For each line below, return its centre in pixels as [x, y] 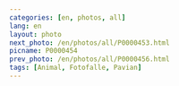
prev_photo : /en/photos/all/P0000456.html [89, 59]
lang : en [26, 26]
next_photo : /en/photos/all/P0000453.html [89, 43]
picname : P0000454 [43, 51]
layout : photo [36, 34]
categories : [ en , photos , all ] [68, 17]
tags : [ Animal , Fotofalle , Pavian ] [76, 68]
